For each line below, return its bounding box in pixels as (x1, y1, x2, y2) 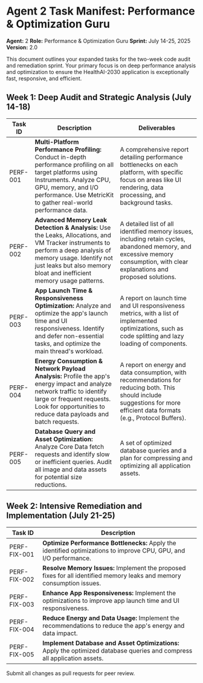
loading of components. (120, 339, 187, 348)
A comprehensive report (120, 145, 189, 153)
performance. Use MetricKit (34, 190, 114, 199)
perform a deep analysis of (34, 246, 112, 254)
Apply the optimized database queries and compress (42, 646, 193, 654)
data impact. (42, 629, 78, 638)
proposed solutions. (120, 272, 176, 281)
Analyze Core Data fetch (34, 442, 105, 451)
